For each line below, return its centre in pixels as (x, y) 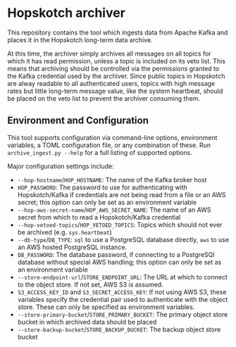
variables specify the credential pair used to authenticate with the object (123, 299)
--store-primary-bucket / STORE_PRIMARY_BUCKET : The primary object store (123, 314)
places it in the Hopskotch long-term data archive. (80, 39)
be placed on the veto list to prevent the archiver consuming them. (104, 98)
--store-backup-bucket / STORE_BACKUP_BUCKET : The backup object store (119, 329)
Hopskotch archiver (66, 13)
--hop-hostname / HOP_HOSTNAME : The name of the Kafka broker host (112, 179)
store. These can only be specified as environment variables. (106, 307)
